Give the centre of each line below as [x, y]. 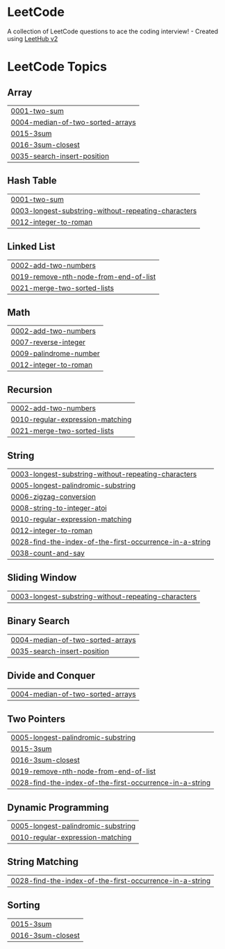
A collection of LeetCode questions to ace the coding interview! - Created [113, 31]
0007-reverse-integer [48, 342]
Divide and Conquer [51, 676]
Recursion [30, 389]
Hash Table [32, 181]
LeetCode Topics [57, 67]
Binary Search [39, 621]
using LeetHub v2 [33, 38]
